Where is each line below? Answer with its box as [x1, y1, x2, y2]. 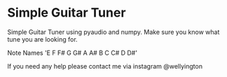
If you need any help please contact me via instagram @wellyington [7, 62, 203, 70]
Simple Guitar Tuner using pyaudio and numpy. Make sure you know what [7, 28, 220, 36]
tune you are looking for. [7, 35, 78, 43]
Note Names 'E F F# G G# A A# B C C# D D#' [7, 49, 138, 57]
